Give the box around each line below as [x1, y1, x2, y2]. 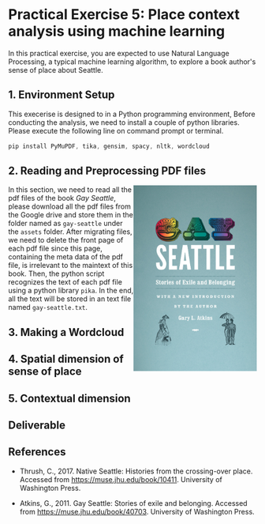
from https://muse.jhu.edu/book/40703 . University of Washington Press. [19, 507, 255, 516]
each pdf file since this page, [8, 243, 103, 254]
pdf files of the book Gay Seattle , [8, 194, 117, 203]
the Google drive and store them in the [8, 210, 134, 220]
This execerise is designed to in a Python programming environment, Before [8, 109, 256, 119]
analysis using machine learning [8, 22, 226, 40]
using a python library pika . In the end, [8, 286, 134, 296]
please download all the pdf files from [8, 202, 132, 211]
